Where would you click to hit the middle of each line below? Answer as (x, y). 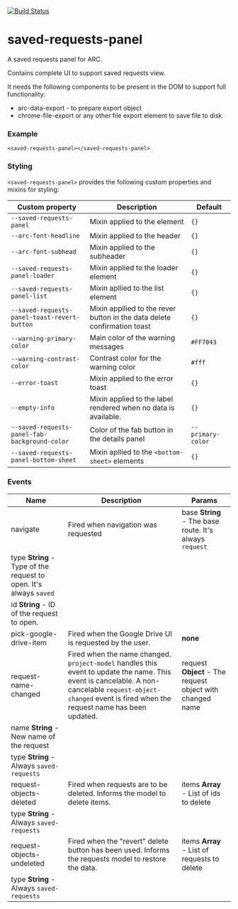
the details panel (117, 438)
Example (23, 133)
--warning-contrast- (45, 359)
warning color (113, 367)
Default (209, 207)
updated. (83, 716)
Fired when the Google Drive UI (120, 633)
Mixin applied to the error (131, 378)
